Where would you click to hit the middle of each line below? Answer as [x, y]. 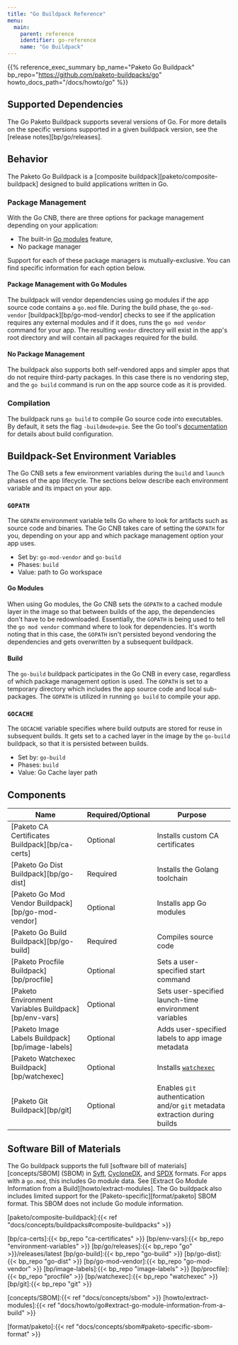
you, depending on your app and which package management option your [115, 535]
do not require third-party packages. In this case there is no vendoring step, [118, 377]
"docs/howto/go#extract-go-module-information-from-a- [142, 1305]
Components [36, 795]
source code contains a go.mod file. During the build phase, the [98, 308]
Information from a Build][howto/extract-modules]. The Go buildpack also [115, 1189]
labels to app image [189, 1038]
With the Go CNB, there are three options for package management [106, 217]
